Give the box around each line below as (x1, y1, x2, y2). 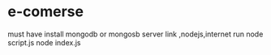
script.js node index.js (7, 37, 81, 47)
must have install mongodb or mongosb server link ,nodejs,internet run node (7, 29, 264, 39)
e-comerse (7, 2, 84, 21)
